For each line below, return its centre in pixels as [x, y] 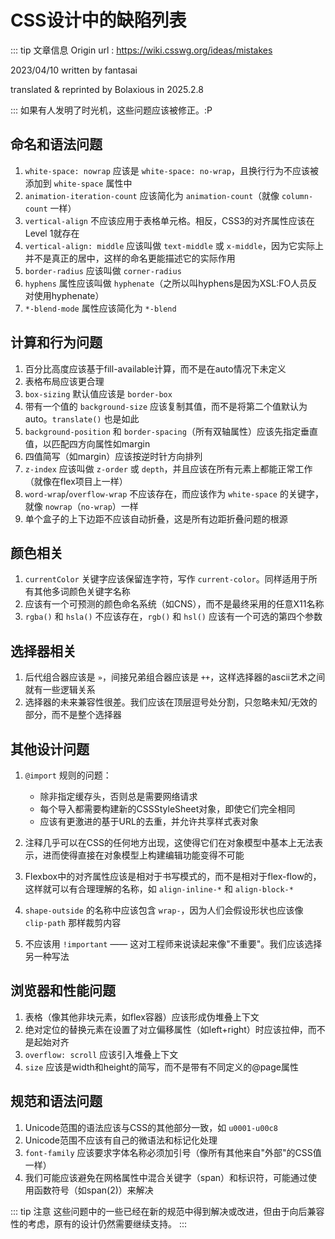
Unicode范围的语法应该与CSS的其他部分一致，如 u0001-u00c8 [151, 1127]
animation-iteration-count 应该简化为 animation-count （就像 [152, 195]
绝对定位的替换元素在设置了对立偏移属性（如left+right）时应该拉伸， [166, 1029]
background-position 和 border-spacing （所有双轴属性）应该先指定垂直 [171, 431]
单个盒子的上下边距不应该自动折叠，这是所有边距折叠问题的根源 [156, 518]
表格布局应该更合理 [64, 381]
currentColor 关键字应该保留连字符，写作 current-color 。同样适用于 [166, 579]
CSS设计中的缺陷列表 [98, 20]
